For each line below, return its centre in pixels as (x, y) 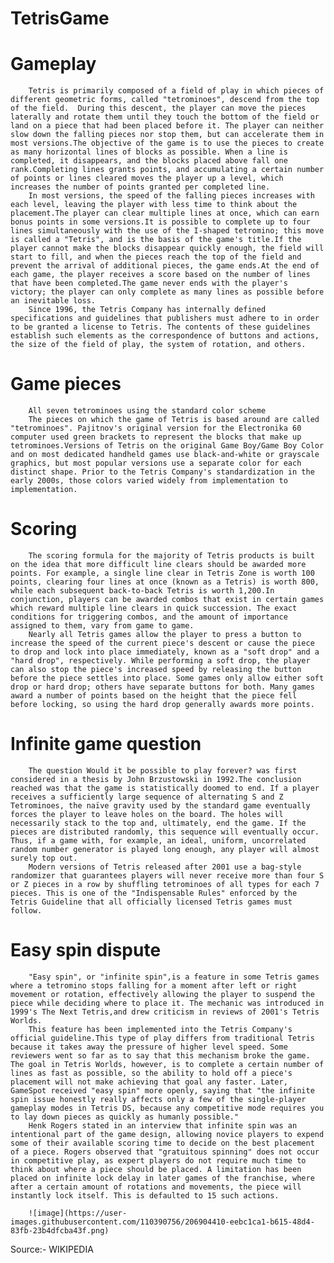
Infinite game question (106, 744)
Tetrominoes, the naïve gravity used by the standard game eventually (160, 805)
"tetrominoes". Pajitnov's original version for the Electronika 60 (156, 428)
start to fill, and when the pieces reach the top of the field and (156, 257)
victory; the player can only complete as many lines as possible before (167, 292)
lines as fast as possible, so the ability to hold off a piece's (151, 1073)
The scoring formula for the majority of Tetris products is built (171, 556)
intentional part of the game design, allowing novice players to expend (167, 1134)
